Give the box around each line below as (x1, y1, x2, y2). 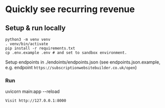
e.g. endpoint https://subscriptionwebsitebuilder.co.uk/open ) (5, 65, 137, 70)
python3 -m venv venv (5, 37, 51, 42)
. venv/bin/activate (5, 41, 49, 46)
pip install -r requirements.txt (5, 46, 75, 51)
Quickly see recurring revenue (5, 4, 135, 15)
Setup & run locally (5, 24, 66, 32)
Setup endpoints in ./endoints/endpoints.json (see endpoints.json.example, (5, 59, 160, 65)
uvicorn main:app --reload (5, 88, 60, 94)
